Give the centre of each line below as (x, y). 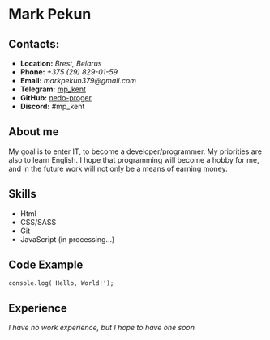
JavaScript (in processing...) (67, 239)
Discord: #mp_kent (52, 106)
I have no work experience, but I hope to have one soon (102, 328)
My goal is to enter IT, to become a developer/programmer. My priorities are (135, 151)
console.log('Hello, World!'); (61, 283)
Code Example (46, 265)
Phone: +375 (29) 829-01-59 (69, 72)
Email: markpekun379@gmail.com (78, 81)
